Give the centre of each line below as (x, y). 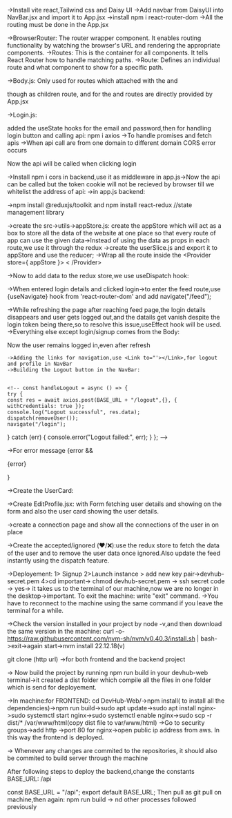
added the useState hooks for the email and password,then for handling (109, 128)
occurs (17, 150)
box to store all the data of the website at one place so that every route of (112, 233)
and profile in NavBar (40, 364)
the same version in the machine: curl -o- (66, 631)
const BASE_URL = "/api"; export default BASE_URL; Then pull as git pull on (115, 792)
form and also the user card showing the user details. (83, 511)
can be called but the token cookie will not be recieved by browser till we (111, 184)
